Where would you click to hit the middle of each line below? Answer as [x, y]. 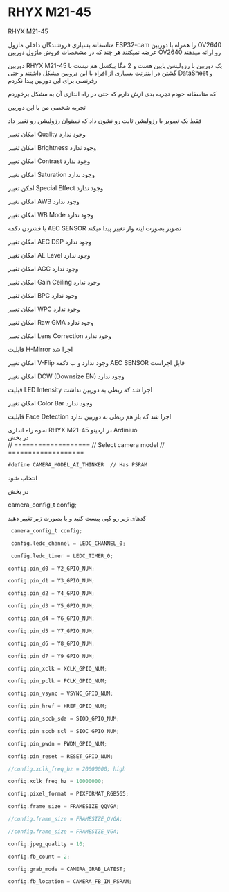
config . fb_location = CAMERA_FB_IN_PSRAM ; [70, 882]
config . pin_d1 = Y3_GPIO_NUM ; [52, 581]
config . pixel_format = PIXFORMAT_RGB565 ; [68, 794]
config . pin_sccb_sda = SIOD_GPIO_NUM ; [64, 719]
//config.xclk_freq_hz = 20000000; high [67, 769]
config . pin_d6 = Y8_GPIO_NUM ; [52, 643]
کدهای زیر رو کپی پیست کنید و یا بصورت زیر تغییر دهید [77, 518]
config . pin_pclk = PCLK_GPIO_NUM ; [58, 681]
